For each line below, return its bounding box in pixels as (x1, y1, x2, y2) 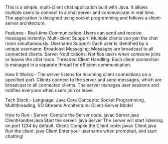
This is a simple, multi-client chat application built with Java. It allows (5, 4, 148, 10)
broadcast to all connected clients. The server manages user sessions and (5, 82, 159, 88)
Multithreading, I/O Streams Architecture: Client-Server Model (5, 102, 133, 108)
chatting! (5, 133, 24, 139)
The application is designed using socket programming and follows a (5, 15, 148, 20)
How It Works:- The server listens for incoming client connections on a (5, 71, 151, 77)
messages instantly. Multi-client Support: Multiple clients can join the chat (5, 35, 158, 41)
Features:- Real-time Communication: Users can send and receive (5, 30, 142, 35)
